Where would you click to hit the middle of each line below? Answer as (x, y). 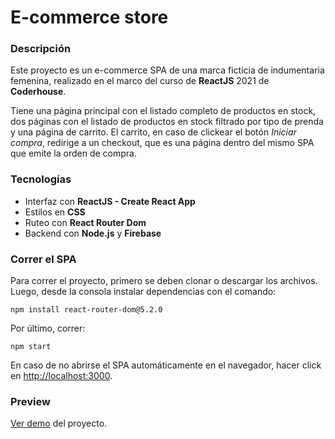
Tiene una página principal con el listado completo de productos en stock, (163, 111)
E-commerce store (89, 17)
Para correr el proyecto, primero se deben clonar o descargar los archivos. (164, 281)
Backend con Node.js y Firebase (93, 233)
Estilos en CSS (55, 212)
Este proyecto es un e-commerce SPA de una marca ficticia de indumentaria (167, 70)
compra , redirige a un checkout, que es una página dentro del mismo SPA (162, 143)
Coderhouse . (38, 92)
